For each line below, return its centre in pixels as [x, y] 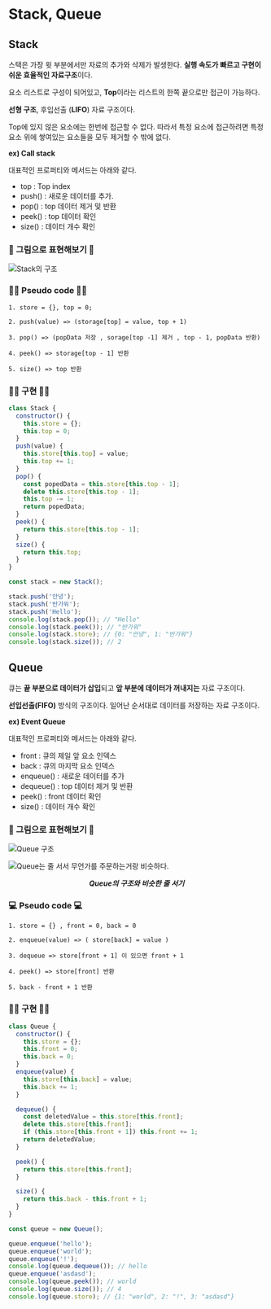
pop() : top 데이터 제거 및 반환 [68, 206]
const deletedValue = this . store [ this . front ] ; [103, 1117]
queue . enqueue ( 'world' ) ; [50, 1251]
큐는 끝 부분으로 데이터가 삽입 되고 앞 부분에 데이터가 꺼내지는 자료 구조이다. [127, 688]
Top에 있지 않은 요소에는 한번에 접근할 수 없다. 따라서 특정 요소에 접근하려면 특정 [136, 127]
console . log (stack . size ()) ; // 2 [65, 642]
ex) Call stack [32, 153]
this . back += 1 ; [51, 1087]
